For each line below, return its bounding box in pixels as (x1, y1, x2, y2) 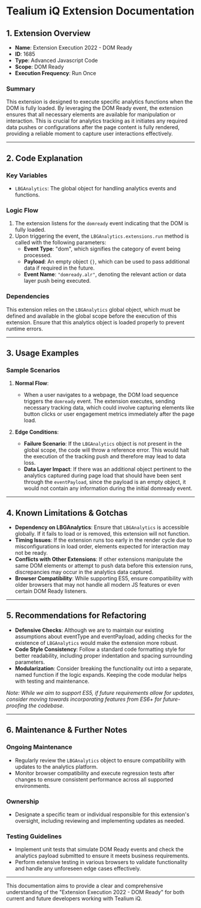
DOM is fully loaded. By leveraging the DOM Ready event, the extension (6, 104, 184, 112)
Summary (6, 84, 36, 92)
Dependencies (6, 292, 50, 301)
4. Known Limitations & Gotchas (6, 507, 128, 518)
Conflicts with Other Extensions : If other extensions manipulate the (14, 555, 183, 563)
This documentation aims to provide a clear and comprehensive (6, 882, 163, 889)
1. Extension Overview (6, 28, 91, 38)
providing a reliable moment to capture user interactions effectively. (6, 130, 173, 138)
